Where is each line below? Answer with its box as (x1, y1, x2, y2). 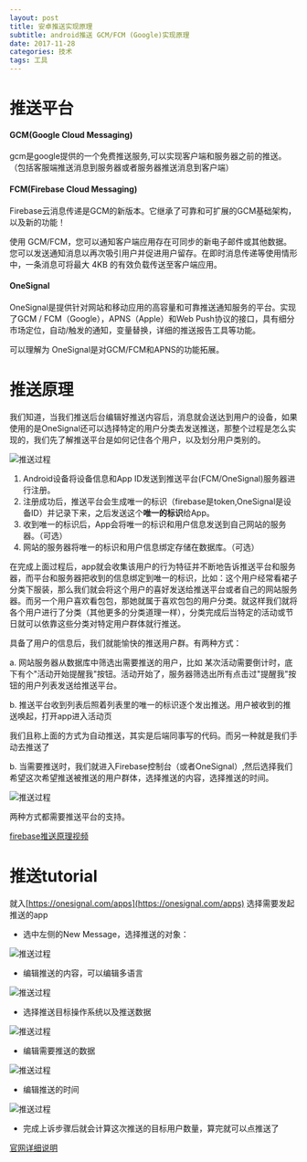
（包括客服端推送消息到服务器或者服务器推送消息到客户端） (9, 162, 234, 174)
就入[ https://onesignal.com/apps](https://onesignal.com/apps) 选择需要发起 (9, 897, 295, 909)
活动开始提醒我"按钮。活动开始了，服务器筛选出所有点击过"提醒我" (37, 668, 290, 679)
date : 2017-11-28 (9, 38, 76, 48)
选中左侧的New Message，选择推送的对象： (22, 928, 189, 939)
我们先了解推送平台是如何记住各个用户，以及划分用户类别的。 (33, 434, 266, 445)
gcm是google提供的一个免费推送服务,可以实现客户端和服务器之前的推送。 (9, 151, 287, 162)
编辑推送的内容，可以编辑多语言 (22, 967, 143, 978)
